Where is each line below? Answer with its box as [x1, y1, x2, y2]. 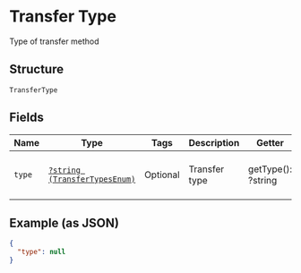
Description [188, 136, 240, 149]
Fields [9, 110, 45, 125]
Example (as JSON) [9, 215, 119, 230]
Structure [9, 62, 64, 77]
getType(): [247, 163, 293, 175]
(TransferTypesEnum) [47, 174, 136, 184]
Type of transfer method [9, 36, 99, 47]
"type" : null [17, 248, 66, 257]
